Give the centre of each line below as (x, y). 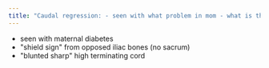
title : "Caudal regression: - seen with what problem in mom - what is (130, 16)
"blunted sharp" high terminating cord (82, 55)
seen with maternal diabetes (66, 38)
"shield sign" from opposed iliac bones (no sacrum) (105, 47)
